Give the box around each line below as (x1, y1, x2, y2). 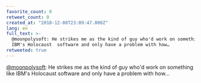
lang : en (6, 25, 28, 31)
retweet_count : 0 (6, 14, 50, 20)
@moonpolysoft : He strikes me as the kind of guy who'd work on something (6, 63, 193, 71)
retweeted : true (6, 47, 47, 53)
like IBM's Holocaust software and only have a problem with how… (6, 69, 170, 77)
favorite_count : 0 (6, 8, 52, 15)
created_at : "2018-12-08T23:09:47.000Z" (6, 20, 109, 25)
